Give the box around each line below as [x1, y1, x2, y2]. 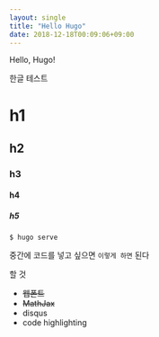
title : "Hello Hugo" [9, 22, 87, 31]
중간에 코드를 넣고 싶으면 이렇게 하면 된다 [9, 250, 150, 261]
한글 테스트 [9, 73, 49, 84]
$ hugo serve [9, 233, 58, 243]
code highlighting [22, 317, 87, 328]
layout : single [9, 13, 66, 22]
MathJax [22, 298, 56, 309]
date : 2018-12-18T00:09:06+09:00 [9, 30, 135, 39]
